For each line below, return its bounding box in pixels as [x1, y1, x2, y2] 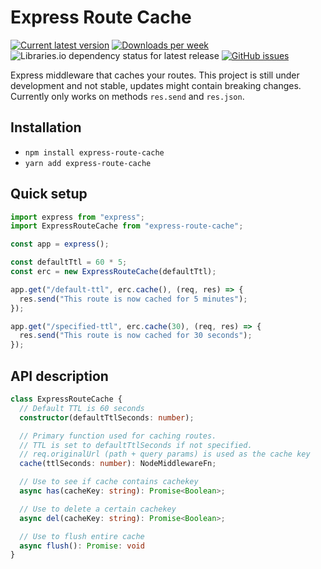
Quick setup [10, 186, 88, 203]
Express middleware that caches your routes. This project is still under [10, 69, 300, 81]
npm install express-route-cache [24, 147, 165, 158]
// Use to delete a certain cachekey [19, 504, 177, 514]
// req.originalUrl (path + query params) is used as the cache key [19, 449, 311, 460]
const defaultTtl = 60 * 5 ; [10, 257, 128, 268]
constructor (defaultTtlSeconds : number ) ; [19, 412, 195, 423]
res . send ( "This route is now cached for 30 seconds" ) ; [19, 331, 253, 341]
